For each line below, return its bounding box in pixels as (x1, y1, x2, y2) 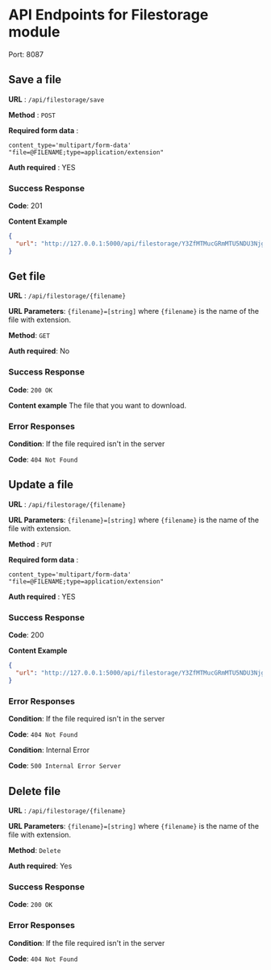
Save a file (8, 73, 62, 86)
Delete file (8, 784, 61, 798)
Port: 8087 (8, 49, 44, 59)
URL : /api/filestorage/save (8, 94, 105, 104)
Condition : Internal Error (8, 745, 90, 755)
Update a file (8, 478, 74, 491)
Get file (8, 270, 46, 283)
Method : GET (8, 331, 51, 341)
